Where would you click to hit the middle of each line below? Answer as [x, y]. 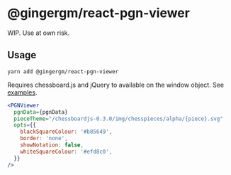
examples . [22, 92]
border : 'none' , [44, 139]
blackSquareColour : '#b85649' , [66, 132]
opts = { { [25, 125]
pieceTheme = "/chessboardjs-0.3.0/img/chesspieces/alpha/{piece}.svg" [118, 119]
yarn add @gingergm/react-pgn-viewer [63, 71]
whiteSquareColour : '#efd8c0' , [66, 152]
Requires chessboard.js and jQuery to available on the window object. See [116, 85]
